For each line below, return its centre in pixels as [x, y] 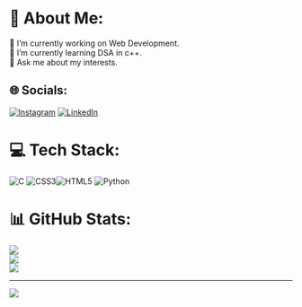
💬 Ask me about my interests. [64, 62]
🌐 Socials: [39, 90]
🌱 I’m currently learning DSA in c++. [75, 52]
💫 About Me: [57, 18]
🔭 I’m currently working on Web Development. [94, 43]
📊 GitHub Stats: [71, 219]
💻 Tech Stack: [65, 149]
